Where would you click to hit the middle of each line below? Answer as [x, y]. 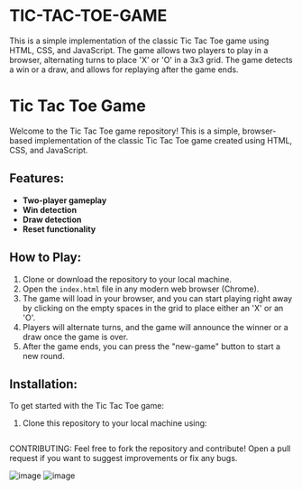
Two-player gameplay [64, 200]
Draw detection [52, 219]
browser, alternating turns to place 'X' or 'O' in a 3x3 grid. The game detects [151, 60]
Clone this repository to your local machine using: [114, 423]
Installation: [44, 384]
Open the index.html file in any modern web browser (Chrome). [141, 289]
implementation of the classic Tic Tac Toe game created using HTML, [164, 140]
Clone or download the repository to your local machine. [127, 279]
